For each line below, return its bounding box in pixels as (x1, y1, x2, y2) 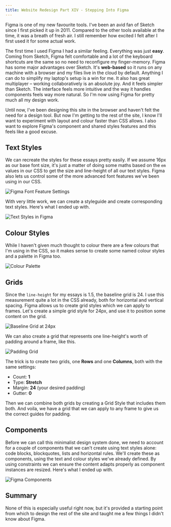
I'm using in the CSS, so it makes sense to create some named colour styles (5, 248, 165, 254)
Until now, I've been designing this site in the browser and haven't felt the (5, 107, 160, 113)
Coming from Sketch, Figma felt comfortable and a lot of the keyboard (5, 53, 153, 59)
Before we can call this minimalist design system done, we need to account (5, 439, 164, 446)
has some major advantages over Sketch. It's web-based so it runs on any (5, 64, 162, 70)
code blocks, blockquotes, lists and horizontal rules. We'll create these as (5, 450, 160, 456)
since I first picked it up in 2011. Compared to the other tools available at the (5, 27, 165, 33)
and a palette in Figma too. (5, 253, 61, 259)
